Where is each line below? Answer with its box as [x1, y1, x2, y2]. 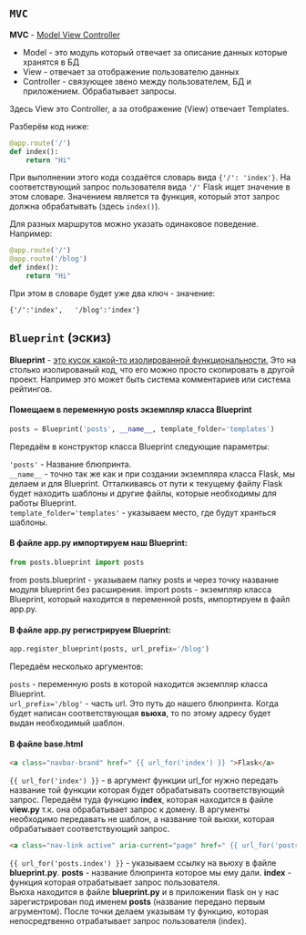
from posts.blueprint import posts [9, 558, 145, 568]
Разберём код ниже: [9, 120, 89, 131]
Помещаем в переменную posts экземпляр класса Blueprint [9, 405, 252, 416]
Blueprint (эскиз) [9, 330, 112, 345]
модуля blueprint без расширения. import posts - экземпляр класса [9, 583, 272, 595]
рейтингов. [9, 383, 53, 395]
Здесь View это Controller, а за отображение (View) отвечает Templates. [9, 103, 290, 114]
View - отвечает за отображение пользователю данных [22, 66, 240, 77]
